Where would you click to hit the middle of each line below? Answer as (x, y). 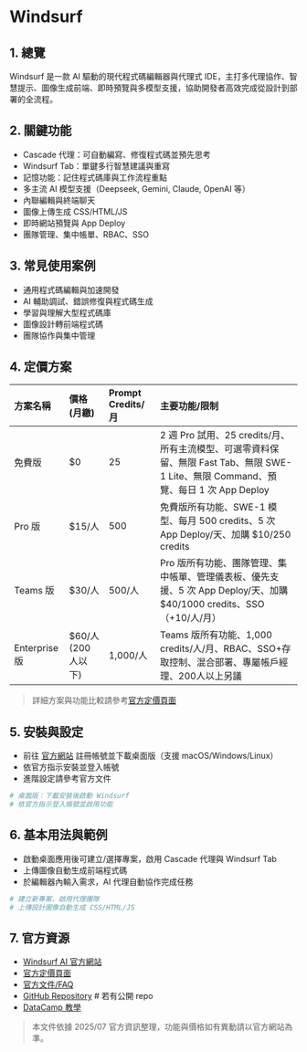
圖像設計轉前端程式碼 (63, 324)
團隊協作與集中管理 (59, 335)
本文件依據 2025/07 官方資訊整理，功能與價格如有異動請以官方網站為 (162, 1027)
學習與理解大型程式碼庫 (67, 312)
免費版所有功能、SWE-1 (212, 507)
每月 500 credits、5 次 (227, 521)
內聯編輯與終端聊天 (59, 200)
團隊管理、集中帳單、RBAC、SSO (86, 234)
